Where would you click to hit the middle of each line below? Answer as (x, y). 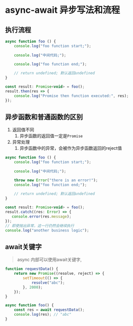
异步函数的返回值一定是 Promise (51, 136)
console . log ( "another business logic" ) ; (47, 230)
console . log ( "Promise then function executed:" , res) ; (71, 96)
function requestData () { (32, 269)
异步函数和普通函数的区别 (44, 117)
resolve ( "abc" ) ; (48, 283)
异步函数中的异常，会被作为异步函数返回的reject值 (71, 148)
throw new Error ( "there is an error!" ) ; (56, 180)
